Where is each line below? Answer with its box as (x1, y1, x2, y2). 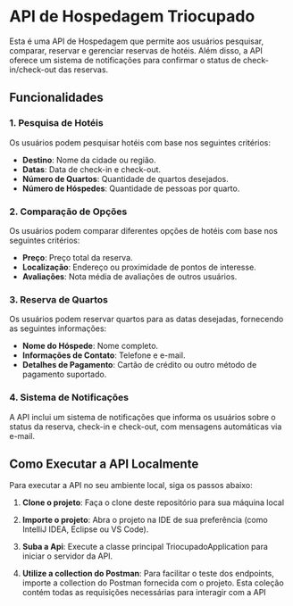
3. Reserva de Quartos (9, 293, 109, 305)
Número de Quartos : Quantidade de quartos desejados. (21, 173, 230, 184)
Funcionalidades (9, 90, 105, 105)
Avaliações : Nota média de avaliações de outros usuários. (21, 270, 238, 282)
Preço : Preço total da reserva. (21, 252, 133, 262)
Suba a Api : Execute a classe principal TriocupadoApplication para (21, 542, 268, 552)
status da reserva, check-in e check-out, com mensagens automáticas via (9, 421, 282, 432)
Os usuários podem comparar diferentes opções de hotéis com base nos (9, 225, 279, 236)
